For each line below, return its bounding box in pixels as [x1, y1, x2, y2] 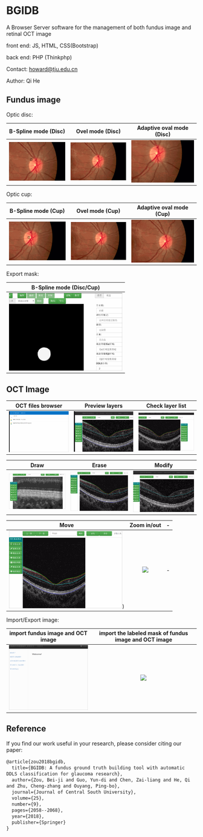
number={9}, [11, 801, 42, 807]
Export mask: [6, 271, 39, 278]
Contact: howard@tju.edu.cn [6, 65, 78, 73]
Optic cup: [6, 190, 33, 198]
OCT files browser [15, 402, 63, 409]
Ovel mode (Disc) [76, 127, 121, 135]
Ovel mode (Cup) [76, 207, 121, 214]
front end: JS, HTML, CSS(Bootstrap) [6, 42, 98, 49]
